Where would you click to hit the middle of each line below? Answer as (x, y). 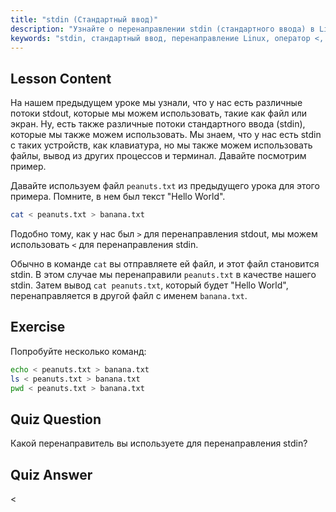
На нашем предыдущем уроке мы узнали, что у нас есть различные (156, 103)
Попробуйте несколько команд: (78, 351)
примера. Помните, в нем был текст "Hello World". (118, 197)
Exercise (38, 327)
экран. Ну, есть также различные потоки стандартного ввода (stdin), (158, 124)
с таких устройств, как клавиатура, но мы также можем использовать (161, 145)
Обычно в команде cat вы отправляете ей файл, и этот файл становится (165, 264)
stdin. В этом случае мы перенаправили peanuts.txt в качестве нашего (163, 275)
